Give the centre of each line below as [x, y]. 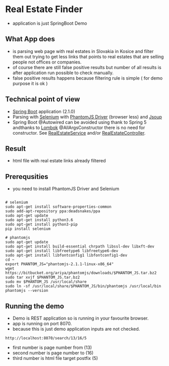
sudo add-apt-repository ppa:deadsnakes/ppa [53, 211]
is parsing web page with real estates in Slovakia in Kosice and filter [83, 51]
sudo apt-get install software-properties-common [59, 207]
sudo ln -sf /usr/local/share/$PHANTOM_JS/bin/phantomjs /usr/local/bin [83, 286]
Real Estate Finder [44, 9]
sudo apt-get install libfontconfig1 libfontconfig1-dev [66, 256]
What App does [30, 39]
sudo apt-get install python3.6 [39, 220]
